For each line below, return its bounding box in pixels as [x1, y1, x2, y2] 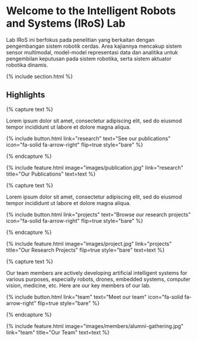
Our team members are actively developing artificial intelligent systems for [6, 269, 188, 276]
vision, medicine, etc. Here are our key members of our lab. [6, 282, 151, 289]
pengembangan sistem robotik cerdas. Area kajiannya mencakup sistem [6, 43, 182, 50]
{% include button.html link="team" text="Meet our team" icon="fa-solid [6, 293, 183, 300]
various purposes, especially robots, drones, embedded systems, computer [6, 275, 191, 282]
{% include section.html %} [6, 73, 73, 80]
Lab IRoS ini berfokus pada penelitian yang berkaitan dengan [6, 36, 155, 43]
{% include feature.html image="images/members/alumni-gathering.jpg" [6, 322, 184, 329]
